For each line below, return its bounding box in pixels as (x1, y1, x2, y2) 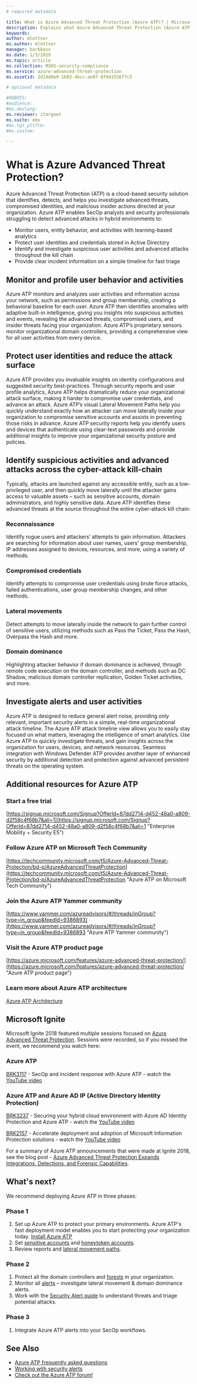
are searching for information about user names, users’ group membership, (6, 539, 188, 547)
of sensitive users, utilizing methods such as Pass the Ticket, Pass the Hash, (6, 626, 191, 634)
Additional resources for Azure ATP (6, 779, 138, 789)
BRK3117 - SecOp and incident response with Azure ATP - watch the (6, 1070, 171, 1077)
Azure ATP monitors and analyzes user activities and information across (6, 290, 180, 297)
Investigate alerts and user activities (6, 697, 142, 707)
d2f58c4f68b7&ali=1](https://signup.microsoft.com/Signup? (6, 816, 151, 823)
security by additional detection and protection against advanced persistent (6, 756, 189, 763)
